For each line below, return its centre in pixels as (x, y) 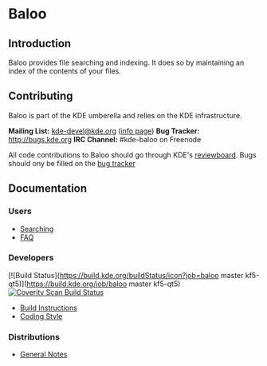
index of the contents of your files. (65, 71)
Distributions (34, 336)
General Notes (43, 354)
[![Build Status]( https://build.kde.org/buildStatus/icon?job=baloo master (126, 275)
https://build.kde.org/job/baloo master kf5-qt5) (104, 284)
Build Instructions (49, 308)
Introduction (40, 44)
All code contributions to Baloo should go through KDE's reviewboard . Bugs (132, 155)
